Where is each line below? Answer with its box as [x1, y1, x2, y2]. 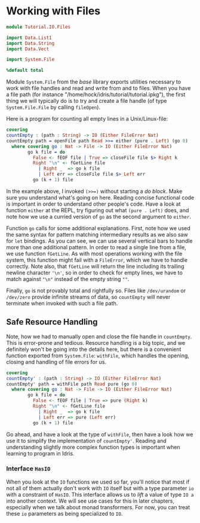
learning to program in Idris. [6, 449, 75, 457]
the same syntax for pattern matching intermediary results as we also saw [6, 231, 188, 238]
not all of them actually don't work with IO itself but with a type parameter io [6, 484, 194, 491]
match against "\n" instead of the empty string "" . [6, 275, 130, 282]
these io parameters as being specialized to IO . [6, 510, 123, 517]
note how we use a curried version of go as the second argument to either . [6, 213, 191, 220]
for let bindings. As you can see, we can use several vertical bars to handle [6, 237, 193, 244]
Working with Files [6, 4, 100, 18]
